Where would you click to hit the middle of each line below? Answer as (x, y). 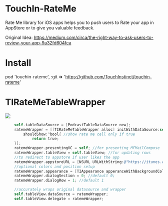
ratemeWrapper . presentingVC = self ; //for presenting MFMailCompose (87, 148)
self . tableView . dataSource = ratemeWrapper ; (61, 194)
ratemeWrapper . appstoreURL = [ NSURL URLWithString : (69, 162)
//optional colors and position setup (54, 167)
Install (18, 63)
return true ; (45, 139)
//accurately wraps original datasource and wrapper (70, 190)
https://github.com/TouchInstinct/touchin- (108, 77)
